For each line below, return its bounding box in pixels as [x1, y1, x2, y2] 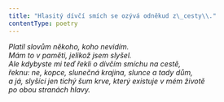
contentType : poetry [8, 19, 79, 28]
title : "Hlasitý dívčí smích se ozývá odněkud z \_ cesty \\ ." [8, 11, 217, 20]
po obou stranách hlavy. [8, 84, 91, 94]
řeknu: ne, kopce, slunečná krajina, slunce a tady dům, [8, 67, 193, 77]
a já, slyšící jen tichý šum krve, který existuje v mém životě [8, 76, 205, 86]
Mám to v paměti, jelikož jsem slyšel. [8, 50, 132, 60]
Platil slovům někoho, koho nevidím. [8, 41, 130, 51]
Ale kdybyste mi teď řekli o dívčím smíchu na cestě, [8, 58, 182, 69]
